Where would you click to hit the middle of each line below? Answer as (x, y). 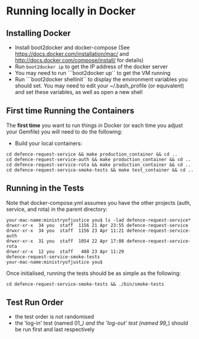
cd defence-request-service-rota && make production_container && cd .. (99, 165)
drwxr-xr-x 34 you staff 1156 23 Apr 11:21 (65, 231)
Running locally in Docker (71, 11)
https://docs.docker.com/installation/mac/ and (72, 54)
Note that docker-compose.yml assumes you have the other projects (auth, (99, 202)
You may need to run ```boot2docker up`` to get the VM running (93, 73)
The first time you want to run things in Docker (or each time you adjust (95, 125)
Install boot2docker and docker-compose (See (72, 47)
